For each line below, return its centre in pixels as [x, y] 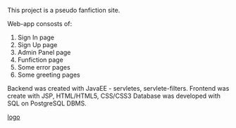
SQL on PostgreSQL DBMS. [47, 103]
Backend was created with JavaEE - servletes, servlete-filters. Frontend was [118, 88]
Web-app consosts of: [40, 24]
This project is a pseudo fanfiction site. [64, 10]
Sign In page [36, 37]
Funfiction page [40, 60]
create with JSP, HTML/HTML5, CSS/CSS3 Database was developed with [114, 96]
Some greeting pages [49, 75]
